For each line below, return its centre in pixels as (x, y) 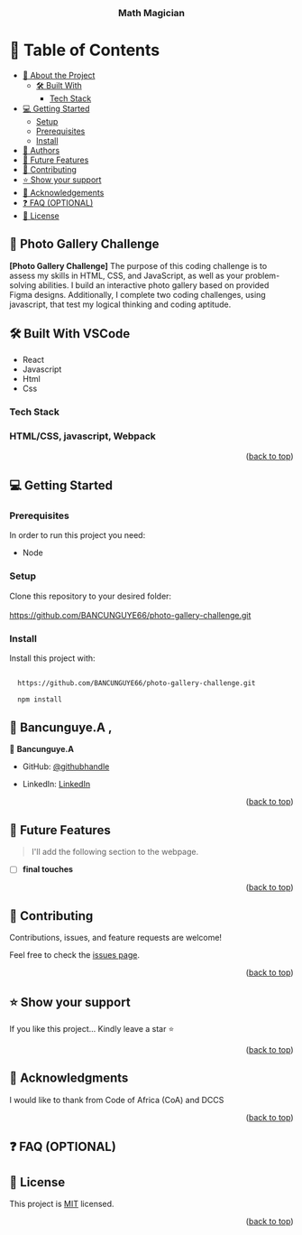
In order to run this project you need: (78, 535)
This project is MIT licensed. (62, 1203)
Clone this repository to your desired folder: (91, 596)
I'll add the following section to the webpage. (115, 852)
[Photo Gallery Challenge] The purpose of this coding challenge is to (138, 265)
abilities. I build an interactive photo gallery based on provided (154, 285)
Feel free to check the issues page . (74, 955)
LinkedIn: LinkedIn (56, 785)
